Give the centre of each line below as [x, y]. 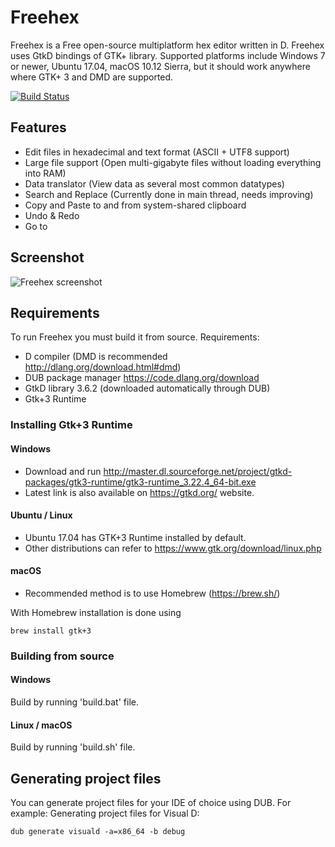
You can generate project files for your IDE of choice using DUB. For [151, 803]
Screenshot [47, 257]
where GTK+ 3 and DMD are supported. [92, 77]
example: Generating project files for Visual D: [105, 813]
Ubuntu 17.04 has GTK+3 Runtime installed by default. [135, 537]
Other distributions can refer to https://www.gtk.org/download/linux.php [173, 548]
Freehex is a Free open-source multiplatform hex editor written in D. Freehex [167, 45]
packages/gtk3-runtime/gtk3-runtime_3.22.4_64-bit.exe [140, 482]
